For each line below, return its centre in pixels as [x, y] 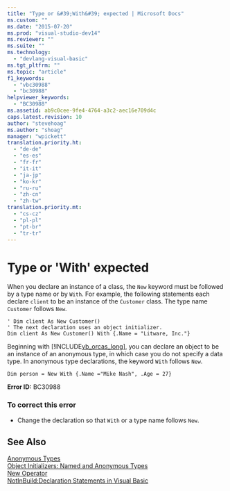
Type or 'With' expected [78, 267]
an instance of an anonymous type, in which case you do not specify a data [115, 354]
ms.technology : [29, 53]
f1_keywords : [26, 78]
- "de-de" [27, 149]
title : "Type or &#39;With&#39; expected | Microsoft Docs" [96, 14]
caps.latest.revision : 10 [44, 117]
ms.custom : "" [28, 20]
